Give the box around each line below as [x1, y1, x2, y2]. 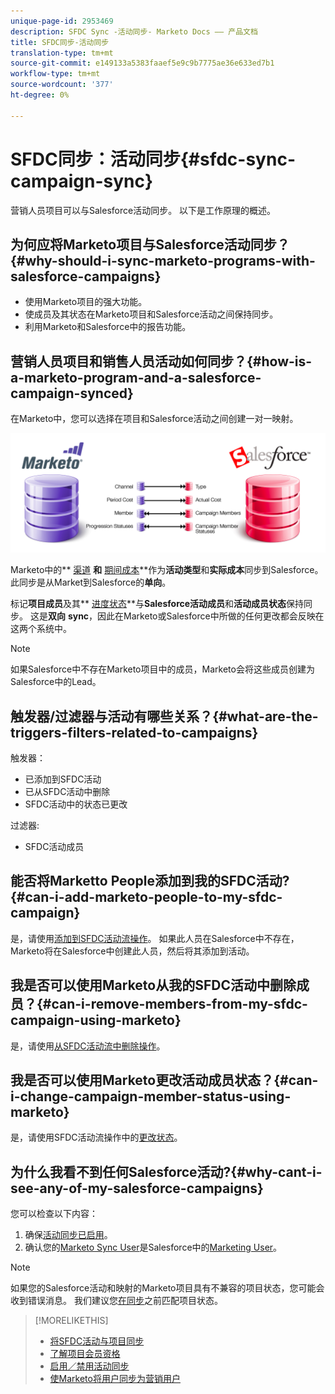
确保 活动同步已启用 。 [24, 1229, 113, 1241]
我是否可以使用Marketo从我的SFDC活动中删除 [10, 977, 297, 994]
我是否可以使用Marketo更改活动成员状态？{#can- [10, 1071, 319, 1089]
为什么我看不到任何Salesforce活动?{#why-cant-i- [10, 1163, 323, 1180]
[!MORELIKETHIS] [34, 1315, 109, 1327]
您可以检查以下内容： [10, 1208, 98, 1220]
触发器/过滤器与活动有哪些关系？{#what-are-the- [10, 708, 319, 725]
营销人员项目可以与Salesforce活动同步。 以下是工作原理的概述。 [10, 204, 277, 216]
